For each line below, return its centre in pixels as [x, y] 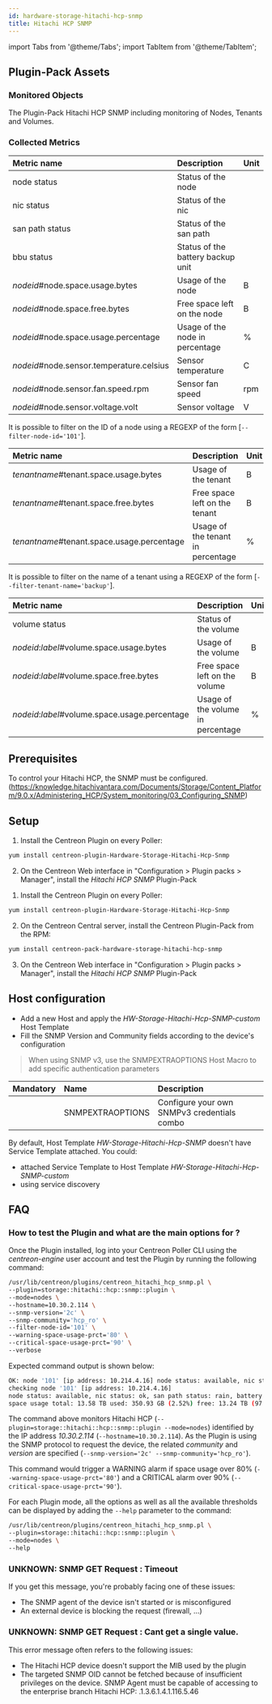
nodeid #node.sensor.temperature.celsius [91, 366]
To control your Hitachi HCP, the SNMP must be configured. [108, 778]
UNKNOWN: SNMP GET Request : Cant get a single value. [123, 1632]
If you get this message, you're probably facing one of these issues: [122, 1586]
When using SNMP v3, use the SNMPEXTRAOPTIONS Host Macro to [142, 1060]
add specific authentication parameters [94, 1069]
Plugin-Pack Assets [59, 72]
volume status [39, 624]
